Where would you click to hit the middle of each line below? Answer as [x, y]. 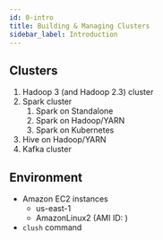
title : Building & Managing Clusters [80, 26]
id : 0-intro [31, 17]
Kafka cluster [47, 150]
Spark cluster [47, 102]
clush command [52, 227]
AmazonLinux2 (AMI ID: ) [81, 218]
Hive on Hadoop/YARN [64, 140]
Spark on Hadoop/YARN [80, 121]
